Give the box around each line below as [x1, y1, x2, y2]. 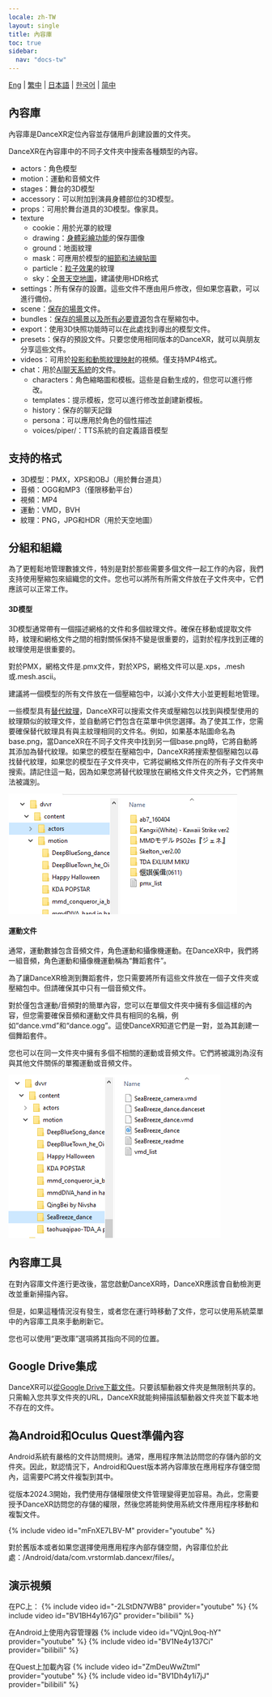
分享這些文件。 [19, 344, 70, 354]
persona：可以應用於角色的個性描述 [32, 415, 152, 425]
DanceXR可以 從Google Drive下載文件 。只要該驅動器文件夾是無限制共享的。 [8, 1383, 261, 1392]
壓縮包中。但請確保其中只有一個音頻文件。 [8, 983, 151, 993]
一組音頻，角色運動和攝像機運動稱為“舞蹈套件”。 [8, 955, 172, 965]
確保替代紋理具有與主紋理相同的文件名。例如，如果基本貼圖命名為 [15, 726, 236, 736]
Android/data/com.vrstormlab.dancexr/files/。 [25, 1553, 180, 1562]
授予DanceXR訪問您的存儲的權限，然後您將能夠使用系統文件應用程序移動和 [8, 1499, 259, 1509]
